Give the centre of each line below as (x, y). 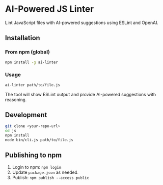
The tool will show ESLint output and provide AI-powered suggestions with (81, 94)
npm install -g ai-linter (31, 62)
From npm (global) (27, 52)
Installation (23, 38)
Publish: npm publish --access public (51, 177)
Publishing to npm (33, 155)
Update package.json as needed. (45, 172)
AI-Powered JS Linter (50, 9)
